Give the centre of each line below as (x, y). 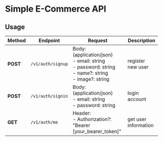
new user (138, 67)
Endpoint (49, 41)
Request (98, 41)
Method (17, 41)
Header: (82, 113)
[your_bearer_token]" (97, 131)
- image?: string (91, 79)
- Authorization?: (92, 119)
